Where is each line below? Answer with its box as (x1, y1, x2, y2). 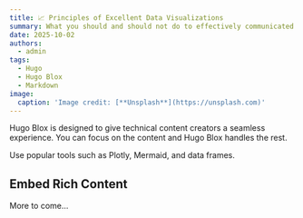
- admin (17, 47, 47, 56)
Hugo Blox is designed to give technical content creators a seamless (9, 123, 266, 134)
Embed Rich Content (9, 176, 129, 192)
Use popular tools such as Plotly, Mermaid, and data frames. (9, 150, 236, 161)
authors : (9, 38, 43, 48)
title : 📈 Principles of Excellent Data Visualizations (9, 13, 224, 23)
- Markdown (17, 81, 59, 90)
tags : (9, 55, 30, 64)
